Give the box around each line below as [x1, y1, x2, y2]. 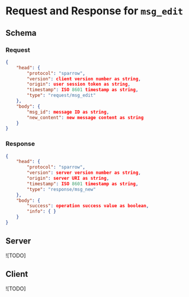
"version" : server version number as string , [27, 170, 142, 176]
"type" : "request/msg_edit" [27, 92, 96, 99]
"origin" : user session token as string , [27, 82, 131, 87]
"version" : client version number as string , [27, 76, 142, 82]
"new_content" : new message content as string [27, 114, 144, 120]
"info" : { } [27, 208, 57, 215]
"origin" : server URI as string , [27, 176, 110, 182]
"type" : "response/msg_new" [27, 186, 96, 192]
